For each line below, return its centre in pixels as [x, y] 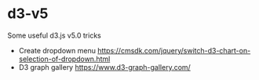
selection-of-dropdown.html [64, 59]
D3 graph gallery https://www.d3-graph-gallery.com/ [105, 67]
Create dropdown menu [57, 50]
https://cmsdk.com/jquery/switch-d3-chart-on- [174, 50]
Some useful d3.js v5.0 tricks [54, 35]
